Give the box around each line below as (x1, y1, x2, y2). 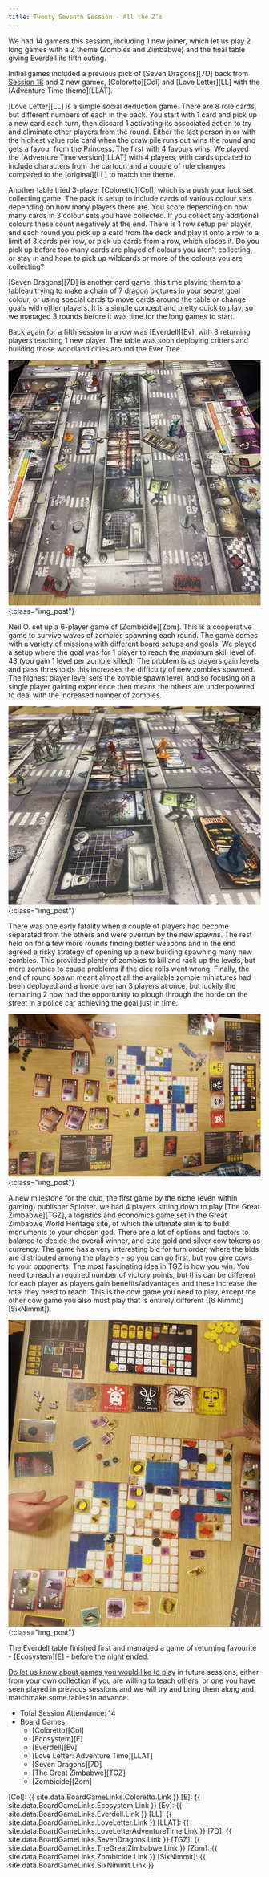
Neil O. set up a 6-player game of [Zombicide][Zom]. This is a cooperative (8, 622, 252, 632)
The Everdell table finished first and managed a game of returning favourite (8, 1643, 257, 1653)
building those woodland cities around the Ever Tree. (8, 343, 183, 353)
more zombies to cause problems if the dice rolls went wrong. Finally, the (8, 964, 250, 973)
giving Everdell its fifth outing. (8, 53, 106, 63)
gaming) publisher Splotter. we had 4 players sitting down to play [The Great (8, 1202, 260, 1212)
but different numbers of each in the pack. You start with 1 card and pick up (8, 109, 258, 120)
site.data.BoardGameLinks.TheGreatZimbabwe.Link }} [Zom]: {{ (8, 1843, 218, 1853)
